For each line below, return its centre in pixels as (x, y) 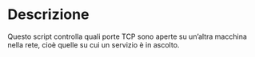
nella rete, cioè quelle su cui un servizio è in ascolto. (94, 44)
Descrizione (48, 15)
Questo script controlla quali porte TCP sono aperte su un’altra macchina (127, 36)
